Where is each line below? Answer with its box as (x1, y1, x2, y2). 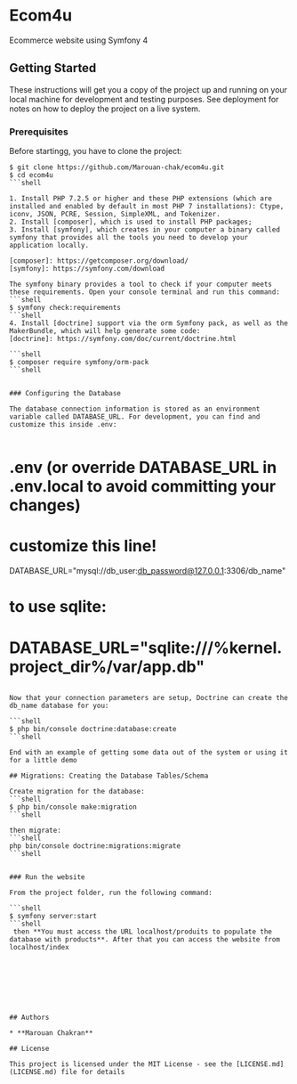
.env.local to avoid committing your (9, 477, 277, 497)
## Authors (9, 1013, 50, 1023)
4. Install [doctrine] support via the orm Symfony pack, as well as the (9, 319, 289, 328)
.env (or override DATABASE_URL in (9, 458, 277, 477)
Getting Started (9, 61, 97, 76)
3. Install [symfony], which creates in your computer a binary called (9, 225, 280, 234)
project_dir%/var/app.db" (9, 656, 205, 677)
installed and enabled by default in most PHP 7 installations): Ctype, (9, 202, 285, 211)
